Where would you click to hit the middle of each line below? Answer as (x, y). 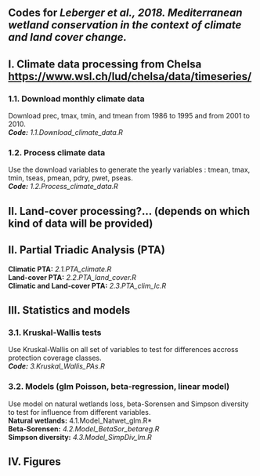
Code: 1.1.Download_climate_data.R (66, 133)
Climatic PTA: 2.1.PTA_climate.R (60, 269)
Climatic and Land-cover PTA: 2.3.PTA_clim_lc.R (87, 285)
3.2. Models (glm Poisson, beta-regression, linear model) (119, 387)
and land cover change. (68, 37)
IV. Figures (34, 461)
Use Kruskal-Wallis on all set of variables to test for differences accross (123, 350)
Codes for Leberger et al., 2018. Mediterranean (125, 13)
